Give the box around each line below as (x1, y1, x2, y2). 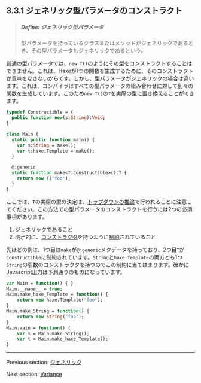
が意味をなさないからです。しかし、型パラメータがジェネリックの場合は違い (6, 75, 194, 82)
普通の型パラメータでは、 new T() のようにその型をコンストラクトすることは (6, 60, 193, 67)
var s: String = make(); (17, 142, 77, 148)
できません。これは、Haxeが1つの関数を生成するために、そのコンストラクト (6, 68, 194, 75)
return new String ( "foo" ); (17, 314, 84, 320)
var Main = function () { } (6, 280, 74, 286)
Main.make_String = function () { (6, 308, 90, 314)
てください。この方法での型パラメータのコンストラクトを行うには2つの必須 (6, 205, 193, 212)
